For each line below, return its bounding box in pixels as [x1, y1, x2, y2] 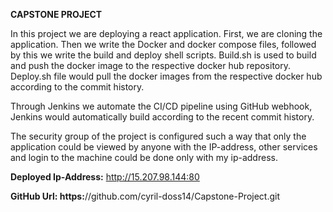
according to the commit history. [10, 81, 145, 93]
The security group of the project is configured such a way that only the [10, 130, 307, 142]
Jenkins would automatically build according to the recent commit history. [10, 111, 315, 123]
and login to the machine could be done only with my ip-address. [10, 152, 278, 163]
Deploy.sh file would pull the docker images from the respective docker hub [10, 70, 323, 82]
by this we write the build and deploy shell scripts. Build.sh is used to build [10, 49, 317, 61]
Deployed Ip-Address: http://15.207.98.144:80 [10, 171, 200, 183]
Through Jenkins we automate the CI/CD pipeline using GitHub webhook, [10, 100, 313, 112]
